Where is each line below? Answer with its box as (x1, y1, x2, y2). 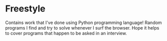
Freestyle (5, 3, 46, 14)
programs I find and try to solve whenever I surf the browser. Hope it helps (5, 24, 159, 30)
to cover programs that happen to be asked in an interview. (5, 30, 127, 36)
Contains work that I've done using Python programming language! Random (5, 19, 162, 25)
